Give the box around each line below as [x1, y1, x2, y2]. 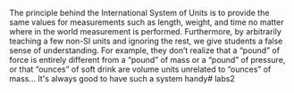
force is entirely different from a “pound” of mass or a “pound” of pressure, [9, 55, 286, 65]
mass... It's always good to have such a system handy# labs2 [9, 74, 235, 83]
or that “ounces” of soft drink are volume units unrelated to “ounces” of [9, 64, 272, 74]
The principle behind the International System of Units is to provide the [9, 8, 270, 18]
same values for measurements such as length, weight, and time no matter [9, 17, 284, 27]
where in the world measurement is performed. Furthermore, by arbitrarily [9, 27, 281, 36]
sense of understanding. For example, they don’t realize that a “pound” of [9, 45, 280, 56]
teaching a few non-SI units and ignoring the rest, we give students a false [9, 35, 283, 46]
